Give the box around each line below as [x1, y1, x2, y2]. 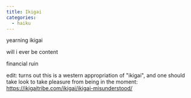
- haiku [11, 20, 31, 26]
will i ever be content [6, 48, 59, 56]
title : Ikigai [6, 8, 42, 15]
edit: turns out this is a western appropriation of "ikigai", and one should [6, 72, 186, 79]
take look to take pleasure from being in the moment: [6, 78, 138, 85]
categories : [6, 15, 36, 21]
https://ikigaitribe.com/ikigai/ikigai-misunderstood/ [6, 85, 133, 92]
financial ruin [6, 60, 39, 67]
